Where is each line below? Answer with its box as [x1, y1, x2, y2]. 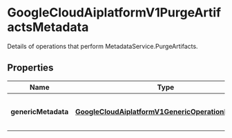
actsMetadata [7, 19, 89, 35]
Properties [7, 62, 54, 73]
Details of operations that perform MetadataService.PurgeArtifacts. [7, 42, 198, 50]
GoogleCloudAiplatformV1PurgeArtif [7, 5, 222, 21]
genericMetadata [10, 106, 69, 116]
